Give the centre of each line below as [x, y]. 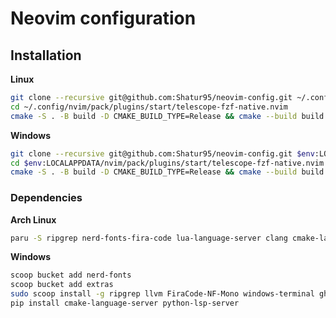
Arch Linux [33, 219]
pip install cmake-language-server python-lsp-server [125, 303]
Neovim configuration [103, 18]
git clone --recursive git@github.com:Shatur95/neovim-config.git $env [162, 153]
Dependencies [46, 198]
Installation [46, 55]
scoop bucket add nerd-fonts [71, 275]
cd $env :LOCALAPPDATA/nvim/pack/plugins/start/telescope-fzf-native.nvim [167, 163]
